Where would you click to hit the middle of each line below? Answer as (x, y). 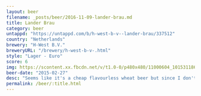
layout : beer (22, 12)
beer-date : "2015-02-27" (37, 73)
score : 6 (17, 61)
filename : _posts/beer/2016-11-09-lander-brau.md (69, 17)
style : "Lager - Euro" (34, 56)
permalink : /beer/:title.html (44, 84)
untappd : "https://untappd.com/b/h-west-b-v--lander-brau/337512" (91, 34)
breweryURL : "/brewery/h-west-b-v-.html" (59, 51)
